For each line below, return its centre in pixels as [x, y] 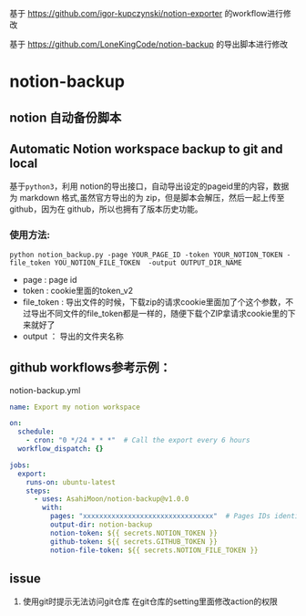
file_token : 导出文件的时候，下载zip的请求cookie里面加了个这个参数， [154, 302]
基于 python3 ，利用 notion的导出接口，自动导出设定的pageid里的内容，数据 [149, 186]
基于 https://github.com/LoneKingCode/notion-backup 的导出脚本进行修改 [149, 44]
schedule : [36, 432]
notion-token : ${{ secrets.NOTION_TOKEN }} [134, 533]
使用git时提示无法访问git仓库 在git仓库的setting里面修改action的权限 [150, 601]
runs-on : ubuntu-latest [71, 482]
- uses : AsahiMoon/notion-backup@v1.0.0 [111, 499]
